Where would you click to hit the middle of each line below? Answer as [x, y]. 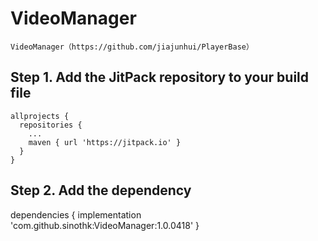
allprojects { [40, 116]
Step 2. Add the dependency [101, 190]
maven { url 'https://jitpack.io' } [105, 142]
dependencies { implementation [76, 214]
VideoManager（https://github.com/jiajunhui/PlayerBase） [132, 47]
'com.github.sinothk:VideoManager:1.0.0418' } [105, 225]
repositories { [51, 125]
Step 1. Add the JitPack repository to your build [160, 77]
